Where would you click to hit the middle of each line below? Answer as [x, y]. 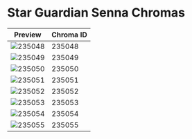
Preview [27, 35]
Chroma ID [70, 35]
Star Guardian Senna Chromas [96, 13]
